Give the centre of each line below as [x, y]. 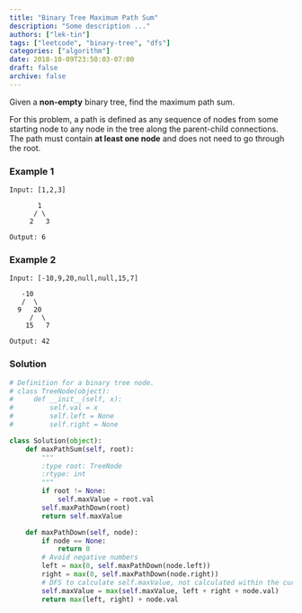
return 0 [74, 549]
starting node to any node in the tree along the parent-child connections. [144, 129]
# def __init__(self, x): [66, 400]
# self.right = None [64, 425]
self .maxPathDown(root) [86, 508]
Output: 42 [30, 342]
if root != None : [74, 491]
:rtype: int [64, 474]
